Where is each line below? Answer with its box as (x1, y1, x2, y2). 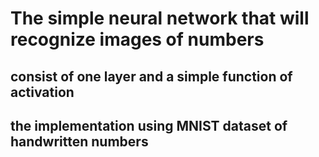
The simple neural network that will (10, 7, 310, 30)
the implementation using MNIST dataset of (10, 117, 288, 134)
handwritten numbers (10, 133, 149, 150)
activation (10, 83, 75, 101)
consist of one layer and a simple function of (10, 68, 293, 85)
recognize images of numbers (10, 28, 265, 51)
